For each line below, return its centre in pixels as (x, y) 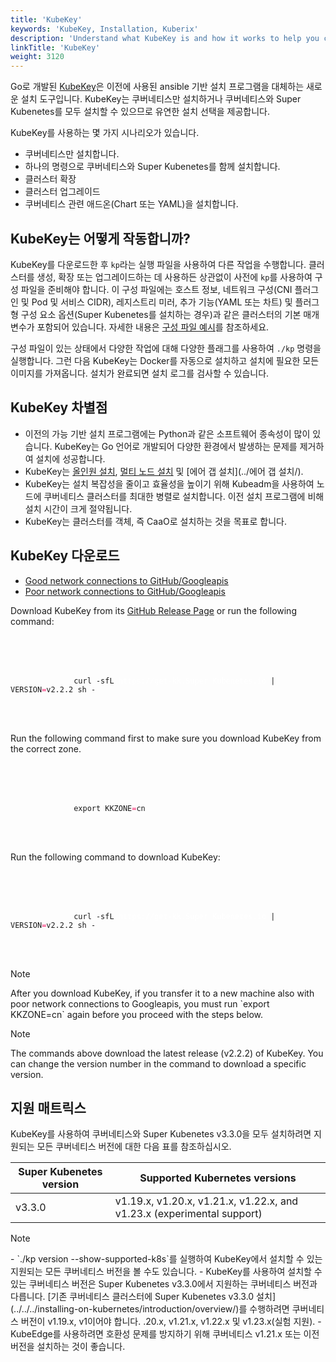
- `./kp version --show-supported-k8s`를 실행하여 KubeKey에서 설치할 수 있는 (166, 1259)
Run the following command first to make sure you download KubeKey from (166, 738)
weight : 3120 (37, 57)
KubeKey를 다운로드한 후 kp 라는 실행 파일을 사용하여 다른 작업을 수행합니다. (158, 264)
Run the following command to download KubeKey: (115, 857)
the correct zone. (46, 748)
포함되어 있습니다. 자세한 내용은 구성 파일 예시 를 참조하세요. (153, 327)
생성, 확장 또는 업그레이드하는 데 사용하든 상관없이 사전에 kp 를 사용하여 (174, 277)
